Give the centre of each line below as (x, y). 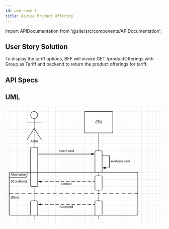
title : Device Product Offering (39, 16)
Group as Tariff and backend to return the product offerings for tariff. (76, 64)
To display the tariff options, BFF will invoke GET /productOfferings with (79, 59)
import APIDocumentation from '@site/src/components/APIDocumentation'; (84, 31)
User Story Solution (36, 47)
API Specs (22, 80)
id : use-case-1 (21, 11)
